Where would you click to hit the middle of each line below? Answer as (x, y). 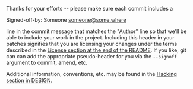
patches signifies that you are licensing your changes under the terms (92, 44)
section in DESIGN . (29, 80)
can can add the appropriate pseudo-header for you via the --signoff (91, 56)
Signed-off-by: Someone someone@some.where (66, 20)
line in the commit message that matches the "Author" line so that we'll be (96, 31)
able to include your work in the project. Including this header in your (91, 37)
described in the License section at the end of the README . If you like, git (96, 50)
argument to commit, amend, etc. (47, 62)
